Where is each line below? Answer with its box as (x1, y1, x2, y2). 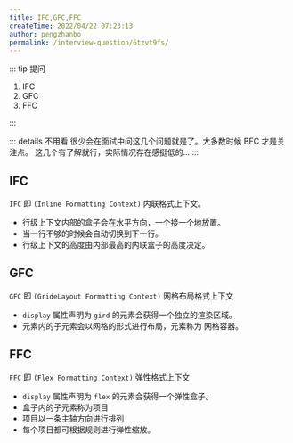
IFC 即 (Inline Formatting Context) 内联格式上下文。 (9, 198, 207, 209)
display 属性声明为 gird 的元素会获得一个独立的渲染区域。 (21, 309, 238, 320)
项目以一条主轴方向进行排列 (21, 413, 125, 423)
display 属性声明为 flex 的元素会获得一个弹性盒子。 (21, 390, 214, 401)
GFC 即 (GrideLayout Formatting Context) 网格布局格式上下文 (9, 291, 234, 301)
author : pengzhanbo (9, 29, 82, 38)
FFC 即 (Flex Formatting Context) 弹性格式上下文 (9, 372, 191, 382)
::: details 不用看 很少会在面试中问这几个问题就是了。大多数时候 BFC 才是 (9, 135, 278, 147)
